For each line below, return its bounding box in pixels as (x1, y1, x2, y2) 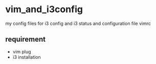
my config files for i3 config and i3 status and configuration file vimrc (5, 20, 151, 26)
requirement (5, 35, 46, 44)
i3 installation (12, 54, 41, 60)
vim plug (12, 48, 32, 54)
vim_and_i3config (5, 4, 83, 15)
